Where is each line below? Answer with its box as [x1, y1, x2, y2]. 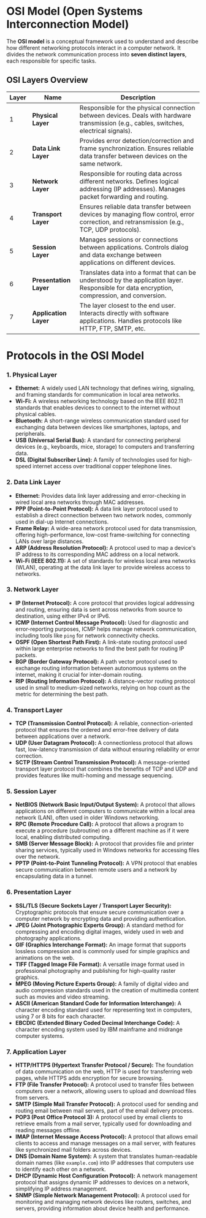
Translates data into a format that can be [79, 268, 196, 276]
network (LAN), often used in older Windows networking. [15, 814, 159, 821]
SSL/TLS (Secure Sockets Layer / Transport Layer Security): [15, 902, 172, 909]
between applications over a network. [15, 733, 111, 740]
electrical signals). [79, 126, 132, 135]
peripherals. [15, 430, 46, 438]
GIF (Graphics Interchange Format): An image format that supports [15, 941, 186, 948]
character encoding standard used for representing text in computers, [15, 1006, 193, 1013]
